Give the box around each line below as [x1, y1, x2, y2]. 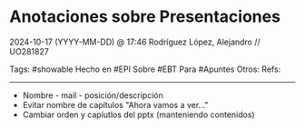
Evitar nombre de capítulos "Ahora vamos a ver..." [22, 99, 209, 110]
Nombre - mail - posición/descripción [22, 89, 163, 101]
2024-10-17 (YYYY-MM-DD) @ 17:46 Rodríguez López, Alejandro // [9, 36, 261, 47]
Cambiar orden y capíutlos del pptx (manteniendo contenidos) [22, 109, 256, 120]
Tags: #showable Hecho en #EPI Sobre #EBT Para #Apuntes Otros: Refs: [9, 64, 281, 74]
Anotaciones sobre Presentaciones [9, 6, 281, 27]
